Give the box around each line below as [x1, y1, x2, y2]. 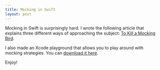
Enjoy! [5, 59, 18, 65]
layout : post [5, 12, 32, 17]
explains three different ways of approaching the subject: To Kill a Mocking [5, 30, 156, 36]
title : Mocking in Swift [5, 7, 56, 12]
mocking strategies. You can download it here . [5, 50, 99, 56]
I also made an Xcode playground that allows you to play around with [5, 45, 144, 51]
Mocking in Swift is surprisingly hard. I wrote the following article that [5, 25, 144, 31]
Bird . [5, 35, 15, 41]
